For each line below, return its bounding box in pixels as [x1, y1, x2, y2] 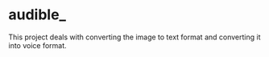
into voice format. [8, 40, 67, 50]
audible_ [8, 6, 67, 24]
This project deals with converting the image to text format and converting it [8, 32, 261, 42]
